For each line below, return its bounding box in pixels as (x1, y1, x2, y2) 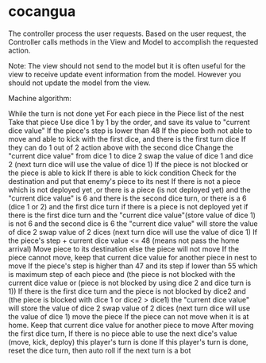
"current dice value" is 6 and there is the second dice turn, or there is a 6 (8, 193, 248, 203)
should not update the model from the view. (8, 78, 151, 88)
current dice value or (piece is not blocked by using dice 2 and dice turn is (8, 278, 252, 287)
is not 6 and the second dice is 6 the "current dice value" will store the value (8, 218, 258, 228)
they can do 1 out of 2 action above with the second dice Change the (8, 142, 233, 152)
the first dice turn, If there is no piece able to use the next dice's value (8, 329, 237, 338)
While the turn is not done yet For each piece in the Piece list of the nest (8, 108, 245, 118)
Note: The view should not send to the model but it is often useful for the (8, 60, 246, 70)
